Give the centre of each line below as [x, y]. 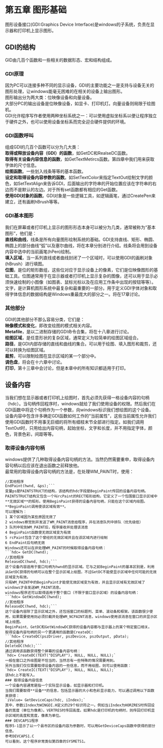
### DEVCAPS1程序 [22, 721]
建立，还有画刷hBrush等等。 [33, 202]
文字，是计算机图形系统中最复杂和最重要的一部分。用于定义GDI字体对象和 [79, 288]
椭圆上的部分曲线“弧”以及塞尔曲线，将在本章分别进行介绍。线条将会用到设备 [81, 245]
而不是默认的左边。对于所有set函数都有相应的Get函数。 [65, 190]
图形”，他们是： [21, 233]
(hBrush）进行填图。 [26, 264]
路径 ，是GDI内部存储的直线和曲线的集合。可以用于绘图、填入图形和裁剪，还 [81, 344]
